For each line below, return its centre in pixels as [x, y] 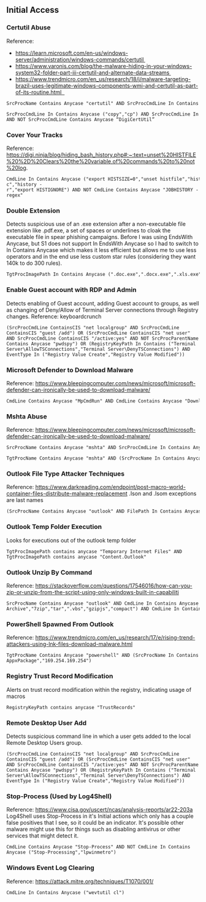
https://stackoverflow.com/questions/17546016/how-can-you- [114, 586]
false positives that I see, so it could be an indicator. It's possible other [95, 823]
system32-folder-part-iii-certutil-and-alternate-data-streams [92, 73]
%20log [16, 168]
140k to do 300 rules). [34, 263]
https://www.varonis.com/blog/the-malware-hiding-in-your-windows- [104, 66]
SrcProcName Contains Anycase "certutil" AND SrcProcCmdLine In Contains [103, 103]
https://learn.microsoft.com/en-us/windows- [72, 53]
